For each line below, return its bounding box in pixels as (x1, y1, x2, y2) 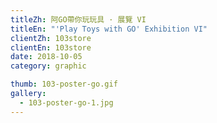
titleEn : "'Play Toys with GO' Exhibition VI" (10, 24, 208, 34)
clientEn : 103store (10, 42, 92, 53)
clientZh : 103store (10, 33, 92, 43)
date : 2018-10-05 (10, 52, 83, 62)
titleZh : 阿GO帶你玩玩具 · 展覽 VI (10, 14, 147, 25)
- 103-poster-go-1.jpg (19, 97, 114, 108)
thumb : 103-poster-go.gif (10, 79, 118, 90)
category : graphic (10, 61, 87, 71)
